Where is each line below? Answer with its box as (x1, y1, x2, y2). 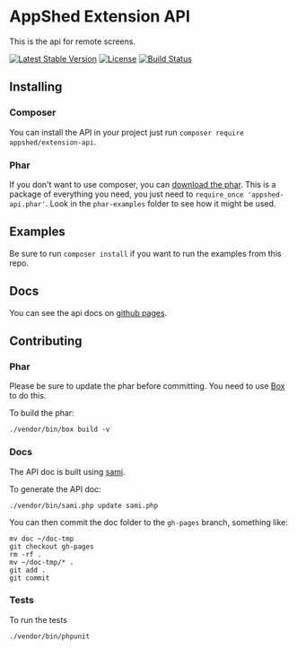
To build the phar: (9, 408, 74, 418)
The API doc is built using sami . (9, 466, 126, 477)
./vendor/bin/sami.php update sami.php (9, 501, 159, 510)
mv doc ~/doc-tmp (9, 534, 74, 543)
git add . (9, 566, 47, 575)
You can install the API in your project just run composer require (9, 127, 244, 137)
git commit (9, 573, 50, 583)
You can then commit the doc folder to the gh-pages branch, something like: (9, 516, 289, 527)
